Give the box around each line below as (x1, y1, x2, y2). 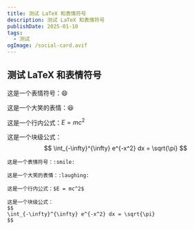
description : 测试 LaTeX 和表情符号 (7, 17, 105, 23)
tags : (7, 29, 23, 36)
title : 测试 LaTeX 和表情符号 (7, 10, 87, 17)
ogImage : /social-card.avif (7, 42, 88, 49)
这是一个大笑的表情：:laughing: (7, 172, 89, 179)
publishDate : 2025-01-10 (7, 23, 78, 30)
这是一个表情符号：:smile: (7, 159, 76, 166)
